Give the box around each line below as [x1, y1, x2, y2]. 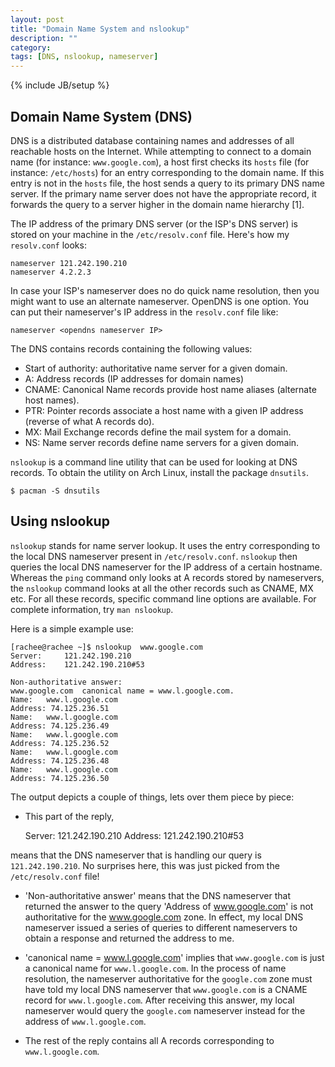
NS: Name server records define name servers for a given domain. [24, 436, 300, 448]
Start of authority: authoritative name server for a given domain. [24, 362, 288, 374]
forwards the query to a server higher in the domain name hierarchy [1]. [10, 198, 305, 210]
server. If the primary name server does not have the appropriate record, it [10, 187, 317, 200]
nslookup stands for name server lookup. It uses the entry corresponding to [10, 539, 321, 551]
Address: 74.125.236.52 [10, 738, 110, 748]
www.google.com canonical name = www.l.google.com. [10, 686, 235, 696]
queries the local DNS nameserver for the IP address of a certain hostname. [10, 561, 323, 573]
